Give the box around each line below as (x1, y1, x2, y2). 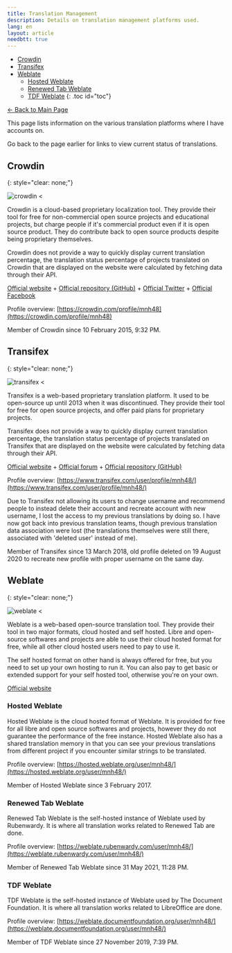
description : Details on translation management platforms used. (7, 17, 199, 24)
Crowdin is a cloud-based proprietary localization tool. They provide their (7, 205, 217, 213)
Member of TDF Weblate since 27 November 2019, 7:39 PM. (7, 938, 179, 946)
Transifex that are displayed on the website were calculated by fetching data (7, 441, 225, 450)
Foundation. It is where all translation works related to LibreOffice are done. (7, 904, 222, 912)
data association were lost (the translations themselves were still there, (7, 526, 210, 535)
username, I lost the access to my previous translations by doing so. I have (7, 512, 220, 520)
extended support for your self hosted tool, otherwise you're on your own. (7, 670, 219, 678)
